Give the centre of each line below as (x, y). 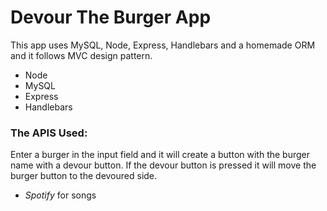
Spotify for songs (60, 195)
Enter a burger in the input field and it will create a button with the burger (160, 155)
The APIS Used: (49, 133)
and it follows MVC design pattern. (81, 55)
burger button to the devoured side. (84, 176)
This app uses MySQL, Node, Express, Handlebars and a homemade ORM (163, 45)
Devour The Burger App (111, 17)
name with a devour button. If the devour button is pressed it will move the (163, 165)
